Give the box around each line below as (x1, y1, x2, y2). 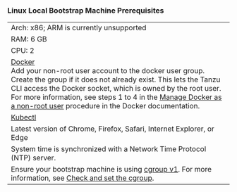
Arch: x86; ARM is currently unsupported (11, 23, 147, 33)
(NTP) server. (11, 153, 56, 163)
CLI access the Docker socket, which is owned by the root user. (11, 84, 221, 94)
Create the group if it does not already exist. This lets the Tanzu (11, 75, 221, 84)
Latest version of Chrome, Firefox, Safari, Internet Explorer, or (11, 124, 215, 134)
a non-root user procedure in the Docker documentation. (11, 101, 200, 111)
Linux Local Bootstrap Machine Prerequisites (7, 6, 164, 15)
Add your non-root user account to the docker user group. (11, 66, 205, 76)
